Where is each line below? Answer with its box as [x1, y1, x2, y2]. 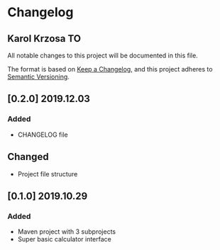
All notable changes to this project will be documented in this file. [7, 51, 199, 59]
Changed [7, 151, 49, 163]
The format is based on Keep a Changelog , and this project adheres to [7, 65, 213, 73]
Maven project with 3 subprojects [17, 227, 116, 236]
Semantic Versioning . [7, 72, 70, 81]
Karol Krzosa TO [7, 33, 82, 45]
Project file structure [17, 169, 78, 178]
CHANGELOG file [17, 130, 69, 139]
